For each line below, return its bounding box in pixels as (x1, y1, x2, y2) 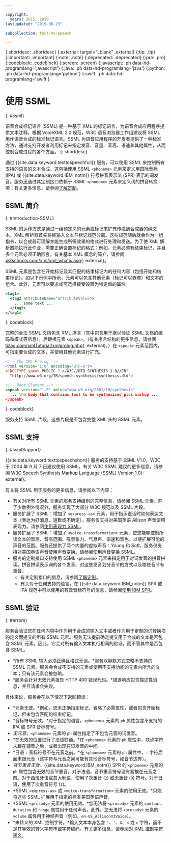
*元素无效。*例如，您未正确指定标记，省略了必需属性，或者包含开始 (12, 705, 156, 711)
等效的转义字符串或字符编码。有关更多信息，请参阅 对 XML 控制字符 (21, 826, 163, 832)
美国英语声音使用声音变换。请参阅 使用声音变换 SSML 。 (21, 549, 138, 555)
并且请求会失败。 (21, 683, 58, 689)
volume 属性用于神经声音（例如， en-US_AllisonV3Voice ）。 (12, 813, 134, 819)
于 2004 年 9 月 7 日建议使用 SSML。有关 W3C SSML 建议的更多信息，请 (5, 464, 159, 470)
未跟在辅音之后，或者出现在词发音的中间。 (12, 743, 102, 749)
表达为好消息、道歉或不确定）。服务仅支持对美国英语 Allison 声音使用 (21, 517, 165, 523)
